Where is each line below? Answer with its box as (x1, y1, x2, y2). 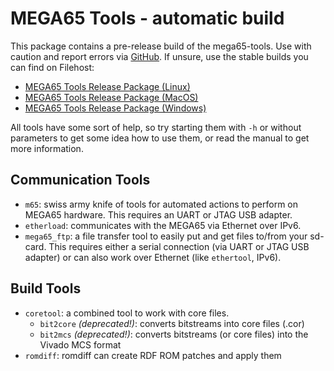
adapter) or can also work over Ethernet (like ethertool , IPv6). (24, 251, 282, 263)
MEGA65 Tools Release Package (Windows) (24, 102, 207, 114)
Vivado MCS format (39, 338, 122, 351)
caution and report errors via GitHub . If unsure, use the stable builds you (10, 50, 309, 62)
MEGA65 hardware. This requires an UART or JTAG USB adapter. (24, 208, 293, 221)
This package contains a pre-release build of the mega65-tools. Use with (10, 40, 312, 52)
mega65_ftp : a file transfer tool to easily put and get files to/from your (24, 230, 308, 242)
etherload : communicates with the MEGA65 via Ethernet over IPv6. (24, 219, 302, 231)
